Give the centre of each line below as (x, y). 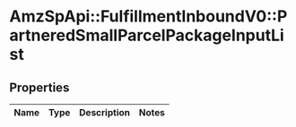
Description (104, 112)
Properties (39, 87)
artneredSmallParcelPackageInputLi (147, 35)
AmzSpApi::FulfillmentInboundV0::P (148, 17)
